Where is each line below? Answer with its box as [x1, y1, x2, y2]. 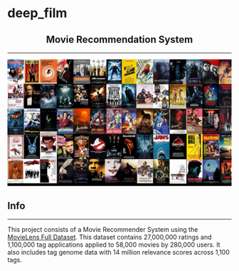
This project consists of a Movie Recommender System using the [7, 225, 198, 234]
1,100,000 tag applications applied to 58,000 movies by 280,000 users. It [7, 240, 221, 249]
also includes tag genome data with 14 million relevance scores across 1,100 [7, 248, 230, 257]
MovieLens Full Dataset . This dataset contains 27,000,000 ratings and [7, 233, 212, 242]
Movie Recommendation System [46, 34, 193, 46]
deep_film [7, 5, 68, 21]
